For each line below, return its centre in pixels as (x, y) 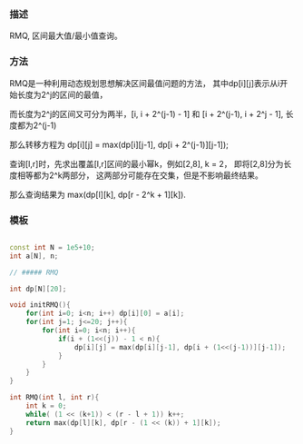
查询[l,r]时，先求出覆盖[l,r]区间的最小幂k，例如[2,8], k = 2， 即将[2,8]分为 (147, 163)
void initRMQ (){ (40, 305)
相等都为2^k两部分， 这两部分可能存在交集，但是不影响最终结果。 (140, 175)
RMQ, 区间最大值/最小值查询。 (66, 36)
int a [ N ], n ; (34, 256)
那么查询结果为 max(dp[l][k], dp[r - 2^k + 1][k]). (98, 194)
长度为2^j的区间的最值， (62, 94)
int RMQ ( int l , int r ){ (54, 398)
